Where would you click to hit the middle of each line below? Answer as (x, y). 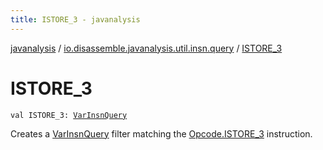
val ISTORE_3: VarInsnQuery (69, 115)
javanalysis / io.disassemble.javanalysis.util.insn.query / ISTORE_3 (146, 48)
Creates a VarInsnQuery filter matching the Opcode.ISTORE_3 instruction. (161, 133)
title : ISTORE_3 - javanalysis (75, 19)
